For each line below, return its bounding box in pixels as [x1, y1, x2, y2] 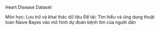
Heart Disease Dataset [5, 4, 52, 10]
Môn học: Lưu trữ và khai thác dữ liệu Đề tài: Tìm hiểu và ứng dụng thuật [5, 14, 155, 19]
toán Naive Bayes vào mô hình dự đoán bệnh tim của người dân [5, 19, 136, 25]
